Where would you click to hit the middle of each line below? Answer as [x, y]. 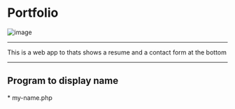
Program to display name [63, 81]
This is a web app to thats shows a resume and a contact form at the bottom [117, 52]
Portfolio [33, 13]
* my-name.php [30, 97]
